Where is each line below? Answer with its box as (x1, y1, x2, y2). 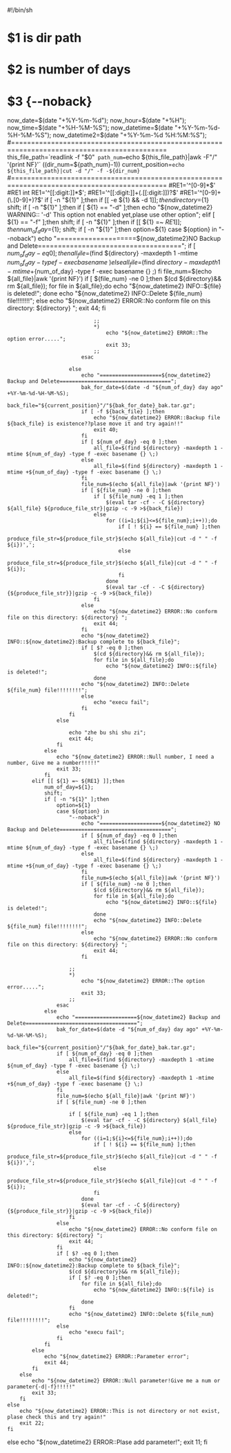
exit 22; (19, 1419, 45, 1427)
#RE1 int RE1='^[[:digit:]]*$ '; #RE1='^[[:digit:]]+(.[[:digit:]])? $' (7, 188, 179, 197)
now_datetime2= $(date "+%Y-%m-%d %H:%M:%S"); (52, 131, 207, 139)
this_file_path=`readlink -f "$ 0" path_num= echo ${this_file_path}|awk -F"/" (7, 153, 218, 161)
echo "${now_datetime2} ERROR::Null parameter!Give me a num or (32, 1377, 221, 1384)
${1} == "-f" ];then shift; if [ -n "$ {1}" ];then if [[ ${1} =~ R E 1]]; (7, 218, 182, 226)
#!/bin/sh (7, 6, 33, 14)
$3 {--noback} (7, 93, 92, 109)
